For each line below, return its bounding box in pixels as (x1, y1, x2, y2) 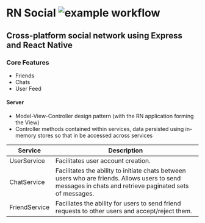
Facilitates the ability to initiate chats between (55, 166, 186, 175)
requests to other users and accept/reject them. (55, 207, 192, 216)
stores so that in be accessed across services (37, 132, 153, 140)
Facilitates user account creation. (55, 157, 151, 165)
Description (108, 146, 143, 155)
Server (6, 99, 24, 106)
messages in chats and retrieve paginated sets (55, 182, 189, 190)
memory (15, 132, 37, 140)
